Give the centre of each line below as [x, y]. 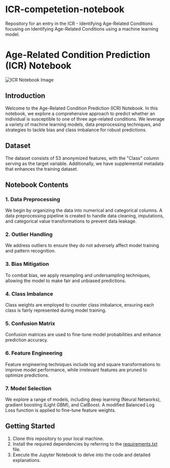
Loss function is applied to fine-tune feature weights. [61, 410]
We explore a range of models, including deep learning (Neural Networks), [83, 399]
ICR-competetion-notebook [65, 9]
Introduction [25, 96]
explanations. [27, 460]
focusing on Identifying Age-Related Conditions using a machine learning [82, 29]
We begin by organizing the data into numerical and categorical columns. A [84, 210]
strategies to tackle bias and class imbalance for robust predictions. [76, 130]
